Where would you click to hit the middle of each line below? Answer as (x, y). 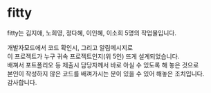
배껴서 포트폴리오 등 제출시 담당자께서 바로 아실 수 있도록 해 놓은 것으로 (103, 65)
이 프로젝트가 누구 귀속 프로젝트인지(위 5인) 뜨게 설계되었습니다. (93, 56)
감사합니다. (22, 82)
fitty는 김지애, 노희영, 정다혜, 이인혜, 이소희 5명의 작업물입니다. (92, 33)
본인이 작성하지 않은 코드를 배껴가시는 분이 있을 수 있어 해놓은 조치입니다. (106, 74)
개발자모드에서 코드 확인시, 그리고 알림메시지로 (70, 47)
